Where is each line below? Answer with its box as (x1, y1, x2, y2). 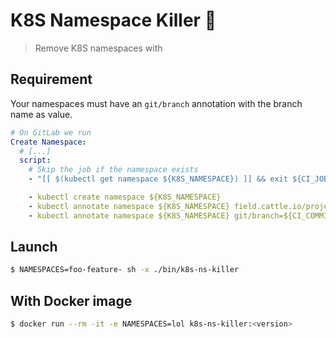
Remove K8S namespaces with (34, 42, 163, 54)
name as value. (10, 108, 73, 120)
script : (19, 155, 52, 166)
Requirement (10, 71, 93, 88)
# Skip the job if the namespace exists (28, 165, 199, 175)
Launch (10, 239, 58, 256)
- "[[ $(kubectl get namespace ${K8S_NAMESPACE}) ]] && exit (28, 174, 288, 184)
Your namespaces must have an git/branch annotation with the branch (10, 97, 303, 109)
